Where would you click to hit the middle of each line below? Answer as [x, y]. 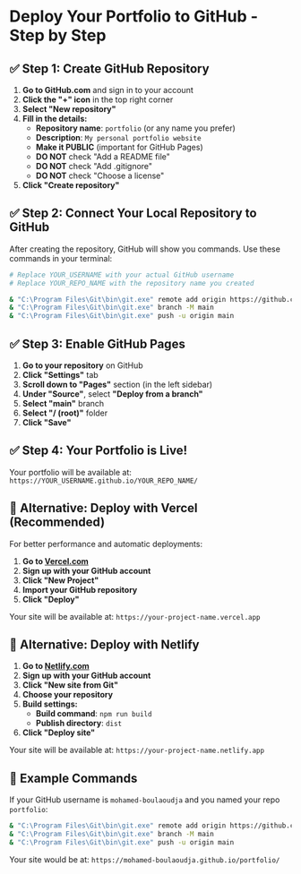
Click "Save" [47, 422]
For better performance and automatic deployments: [106, 544]
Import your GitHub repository [80, 589]
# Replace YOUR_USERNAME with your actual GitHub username [122, 275]
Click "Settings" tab [60, 375]
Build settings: [50, 704]
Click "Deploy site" [59, 733]
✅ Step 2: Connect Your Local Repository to [133, 214]
